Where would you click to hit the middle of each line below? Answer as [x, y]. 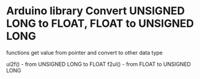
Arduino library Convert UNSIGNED [95, 11]
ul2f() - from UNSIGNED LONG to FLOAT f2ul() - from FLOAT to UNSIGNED [98, 64]
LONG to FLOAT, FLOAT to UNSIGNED [100, 23]
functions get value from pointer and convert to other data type [85, 52]
